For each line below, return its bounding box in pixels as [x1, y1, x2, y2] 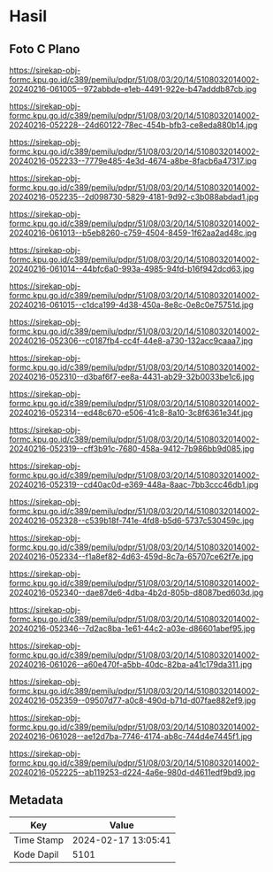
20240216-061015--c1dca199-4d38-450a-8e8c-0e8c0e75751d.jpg [9, 299, 254, 310]
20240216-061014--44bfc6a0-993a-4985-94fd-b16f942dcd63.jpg [9, 264, 254, 274]
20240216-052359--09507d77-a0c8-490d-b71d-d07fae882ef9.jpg [9, 695, 256, 706]
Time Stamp [13, 834, 64, 846]
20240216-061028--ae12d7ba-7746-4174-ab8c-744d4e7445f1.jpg [9, 731, 253, 741]
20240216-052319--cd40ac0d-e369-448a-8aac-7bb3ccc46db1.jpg [9, 480, 259, 490]
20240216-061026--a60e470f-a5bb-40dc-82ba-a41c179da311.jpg [9, 660, 253, 669]
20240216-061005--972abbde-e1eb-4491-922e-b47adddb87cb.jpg [9, 84, 257, 94]
